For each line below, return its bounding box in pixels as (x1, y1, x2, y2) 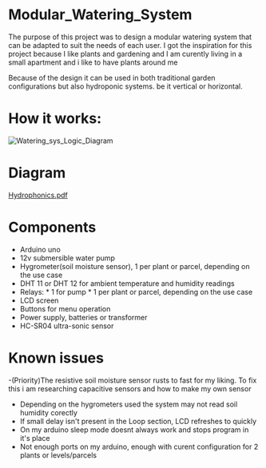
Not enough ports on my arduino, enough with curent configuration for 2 (19, 442, 259, 451)
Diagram (8, 164, 66, 182)
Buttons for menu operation (19, 303, 111, 313)
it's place (19, 433, 50, 442)
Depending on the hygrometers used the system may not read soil (19, 399, 238, 409)
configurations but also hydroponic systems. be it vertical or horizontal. (8, 81, 243, 91)
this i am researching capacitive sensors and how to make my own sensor (8, 383, 252, 393)
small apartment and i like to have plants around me (8, 58, 178, 67)
